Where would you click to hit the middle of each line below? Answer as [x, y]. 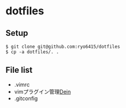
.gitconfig [26, 98]
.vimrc [22, 84]
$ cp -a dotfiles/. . [32, 52]
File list [19, 70]
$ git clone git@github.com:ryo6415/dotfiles [63, 47]
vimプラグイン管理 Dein [42, 91]
